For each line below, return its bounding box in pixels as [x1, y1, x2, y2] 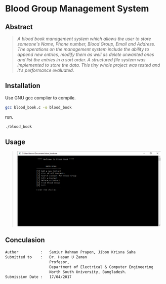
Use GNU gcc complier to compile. [5, 95, 76, 100]
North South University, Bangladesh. [49, 269, 127, 275]
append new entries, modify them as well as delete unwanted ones [17, 51, 154, 57]
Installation [5, 82, 41, 90]
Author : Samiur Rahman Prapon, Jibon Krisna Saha [5, 249, 136, 255]
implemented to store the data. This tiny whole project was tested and [17, 62, 161, 68]
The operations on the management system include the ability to [17, 47, 149, 52]
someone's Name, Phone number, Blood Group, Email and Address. [17, 41, 156, 47]
